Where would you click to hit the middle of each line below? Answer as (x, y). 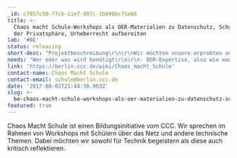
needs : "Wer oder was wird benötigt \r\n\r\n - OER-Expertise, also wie (113, 60)
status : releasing (34, 47)
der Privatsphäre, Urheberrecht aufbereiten (80, 34)
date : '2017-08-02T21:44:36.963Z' (58, 86)
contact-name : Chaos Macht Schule (58, 73)
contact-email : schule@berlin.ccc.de (63, 79)
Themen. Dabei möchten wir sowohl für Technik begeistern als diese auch (115, 140)
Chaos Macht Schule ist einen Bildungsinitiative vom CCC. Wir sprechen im (116, 126)
